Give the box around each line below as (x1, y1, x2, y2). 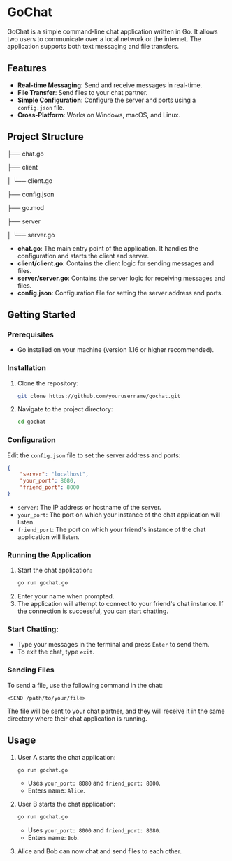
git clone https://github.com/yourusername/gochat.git (17, 392, 181, 399)
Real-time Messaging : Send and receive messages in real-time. (17, 81, 203, 89)
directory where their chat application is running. (7, 714, 148, 723)
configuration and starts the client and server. (17, 251, 149, 260)
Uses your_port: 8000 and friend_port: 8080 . (27, 826, 161, 834)
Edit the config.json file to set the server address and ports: (7, 451, 181, 459)
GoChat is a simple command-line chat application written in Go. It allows (7, 27, 218, 36)
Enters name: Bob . (27, 834, 79, 842)
